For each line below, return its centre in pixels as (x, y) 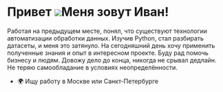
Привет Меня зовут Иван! (88, 12)
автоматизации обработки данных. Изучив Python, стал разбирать (106, 38)
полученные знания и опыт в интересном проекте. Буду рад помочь (108, 53)
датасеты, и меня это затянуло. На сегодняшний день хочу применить (111, 45)
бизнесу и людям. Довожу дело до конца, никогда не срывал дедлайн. (112, 60)
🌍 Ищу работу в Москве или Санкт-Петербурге (88, 81)
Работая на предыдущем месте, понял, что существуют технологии (107, 31)
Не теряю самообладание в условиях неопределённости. (92, 67)
